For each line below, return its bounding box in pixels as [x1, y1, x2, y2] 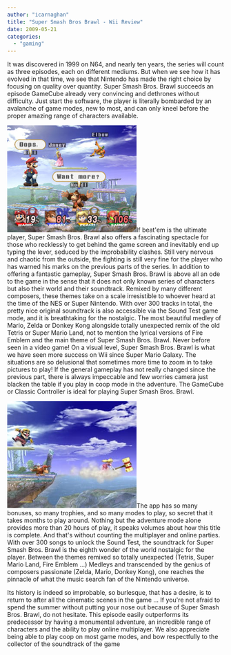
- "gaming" [13, 40, 45, 48]
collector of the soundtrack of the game [7, 640, 121, 648]
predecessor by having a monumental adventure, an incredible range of [7, 618, 211, 626]
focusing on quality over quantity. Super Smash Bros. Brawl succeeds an [7, 82, 214, 91]
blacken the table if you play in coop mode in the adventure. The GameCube [7, 380, 224, 389]
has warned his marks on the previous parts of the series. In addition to [7, 263, 210, 271]
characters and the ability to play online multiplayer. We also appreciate [7, 625, 210, 634]
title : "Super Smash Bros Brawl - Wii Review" [7, 18, 143, 26]
